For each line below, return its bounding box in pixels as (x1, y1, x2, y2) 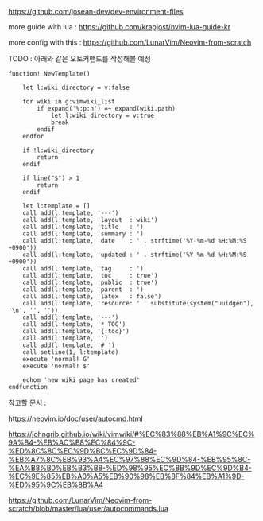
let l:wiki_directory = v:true (50, 111, 155, 119)
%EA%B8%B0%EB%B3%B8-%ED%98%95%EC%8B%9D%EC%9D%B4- (8, 463, 252, 472)
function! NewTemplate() (8, 70, 91, 78)
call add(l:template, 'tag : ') (22, 265, 145, 273)
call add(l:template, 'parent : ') (22, 286, 145, 294)
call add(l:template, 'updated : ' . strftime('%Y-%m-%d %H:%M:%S (22, 251, 247, 259)
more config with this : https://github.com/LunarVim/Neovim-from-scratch (8, 37, 252, 47)
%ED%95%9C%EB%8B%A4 (8, 480, 103, 489)
